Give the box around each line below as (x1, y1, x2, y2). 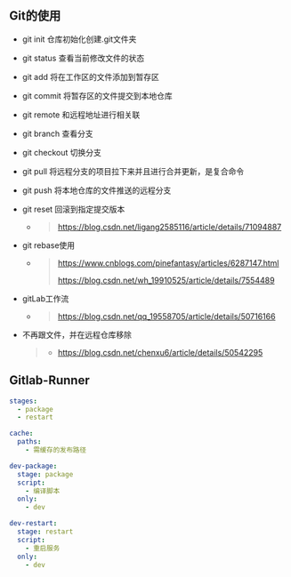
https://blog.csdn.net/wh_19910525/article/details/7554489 (57, 275, 275, 285)
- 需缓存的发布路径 (25, 445, 87, 454)
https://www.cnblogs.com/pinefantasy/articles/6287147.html (57, 257, 279, 268)
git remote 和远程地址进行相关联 (21, 109, 141, 120)
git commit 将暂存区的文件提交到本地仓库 (21, 90, 174, 100)
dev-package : (9, 461, 58, 470)
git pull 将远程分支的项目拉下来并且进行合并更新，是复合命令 (21, 165, 245, 176)
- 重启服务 (25, 543, 61, 553)
